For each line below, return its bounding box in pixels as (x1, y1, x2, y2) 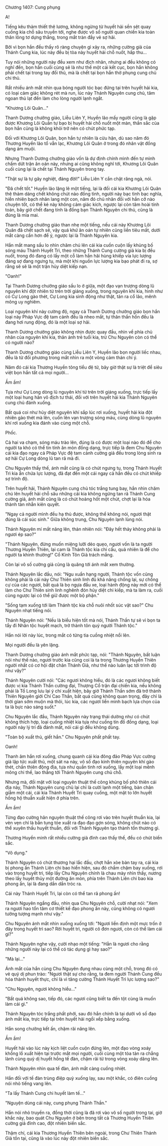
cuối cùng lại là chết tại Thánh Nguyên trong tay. (5, 166, 105, 172)
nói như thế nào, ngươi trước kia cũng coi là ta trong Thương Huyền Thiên (5, 657, 156, 663)
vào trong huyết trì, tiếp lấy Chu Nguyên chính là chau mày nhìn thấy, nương (5, 870, 161, 876)
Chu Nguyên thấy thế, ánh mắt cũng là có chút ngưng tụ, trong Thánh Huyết (5, 465, 162, 471)
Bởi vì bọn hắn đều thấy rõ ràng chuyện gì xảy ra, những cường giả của (5, 44, 151, 50)
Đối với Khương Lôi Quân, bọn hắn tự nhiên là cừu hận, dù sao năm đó (5, 135, 149, 141)
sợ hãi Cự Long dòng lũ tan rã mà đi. (5, 455, 80, 461)
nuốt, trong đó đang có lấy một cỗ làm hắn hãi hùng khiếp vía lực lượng (5, 253, 151, 258)
